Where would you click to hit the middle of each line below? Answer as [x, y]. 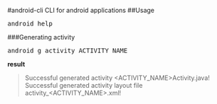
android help [30, 24]
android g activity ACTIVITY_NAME [68, 51]
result [16, 64]
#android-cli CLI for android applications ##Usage [81, 10]
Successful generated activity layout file [84, 85]
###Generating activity [41, 37]
